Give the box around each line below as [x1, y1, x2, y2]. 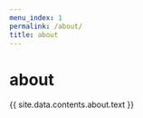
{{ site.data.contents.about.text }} [9, 99, 135, 110]
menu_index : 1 [9, 13, 63, 23]
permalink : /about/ [9, 22, 83, 31]
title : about [9, 30, 59, 39]
